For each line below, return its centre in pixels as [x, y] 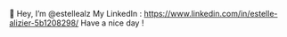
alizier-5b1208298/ [44, 23]
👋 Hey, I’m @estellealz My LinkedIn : [76, 14]
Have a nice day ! [112, 23]
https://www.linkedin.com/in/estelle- [211, 14]
